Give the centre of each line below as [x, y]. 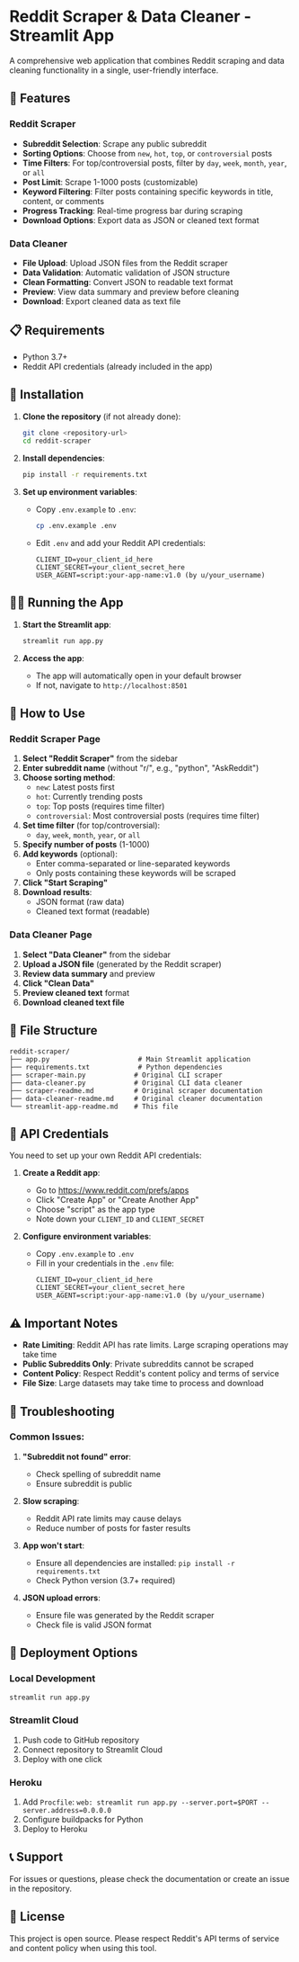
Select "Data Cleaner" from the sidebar [97, 954]
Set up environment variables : [79, 492]
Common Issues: [47, 1437]
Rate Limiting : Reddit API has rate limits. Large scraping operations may [155, 1345]
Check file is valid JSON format [94, 1625]
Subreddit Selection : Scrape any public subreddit [114, 143]
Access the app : [53, 658]
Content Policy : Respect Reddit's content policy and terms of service [151, 1374]
